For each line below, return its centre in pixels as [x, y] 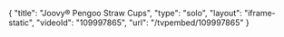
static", [22, 23]
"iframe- [260, 13]
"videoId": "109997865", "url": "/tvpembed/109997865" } [143, 23]
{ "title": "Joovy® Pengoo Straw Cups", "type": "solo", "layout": [125, 13]
